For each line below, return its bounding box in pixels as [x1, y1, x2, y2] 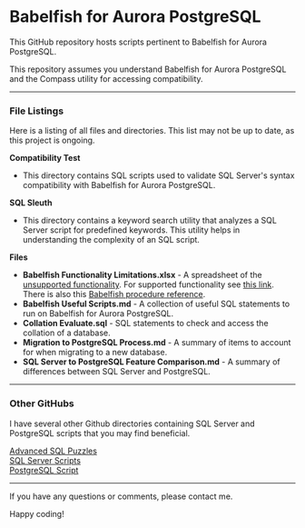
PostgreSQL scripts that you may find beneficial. [9, 427, 191, 438]
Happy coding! [9, 508, 65, 519]
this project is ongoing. [9, 134, 95, 146]
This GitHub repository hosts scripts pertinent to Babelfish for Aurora [9, 36, 268, 47]
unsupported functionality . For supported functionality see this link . [22, 279, 275, 290]
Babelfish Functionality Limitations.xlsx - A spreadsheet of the [22, 270, 262, 281]
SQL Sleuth [9, 197, 53, 208]
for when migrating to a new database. [22, 347, 168, 358]
